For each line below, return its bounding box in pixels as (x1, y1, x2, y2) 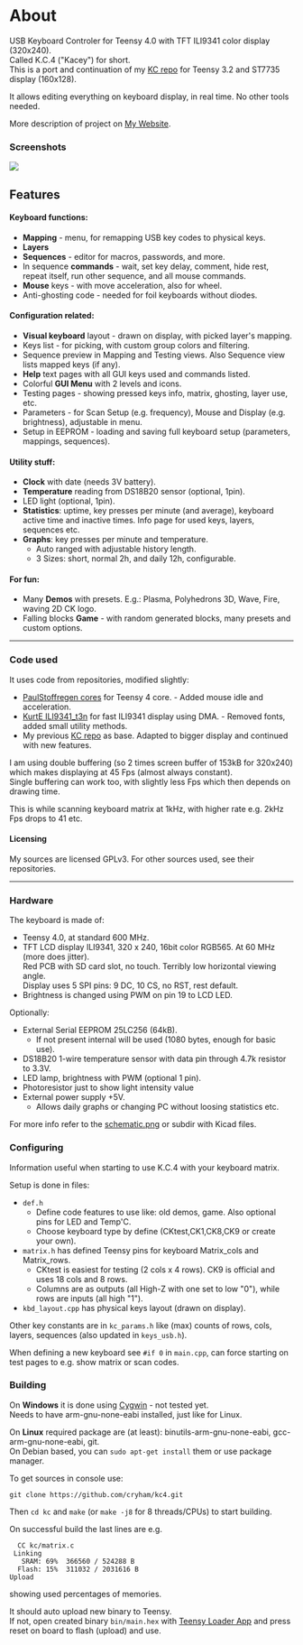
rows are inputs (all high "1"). (35, 1292, 143, 1304)
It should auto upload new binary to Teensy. (9, 1605, 172, 1616)
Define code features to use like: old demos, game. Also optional (35, 1206, 277, 1217)
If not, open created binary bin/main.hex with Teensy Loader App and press (9, 1615, 291, 1626)
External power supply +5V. (22, 1092, 125, 1103)
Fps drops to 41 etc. (9, 813, 83, 824)
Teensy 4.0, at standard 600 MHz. (22, 932, 150, 943)
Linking (13, 1548, 42, 1557)
